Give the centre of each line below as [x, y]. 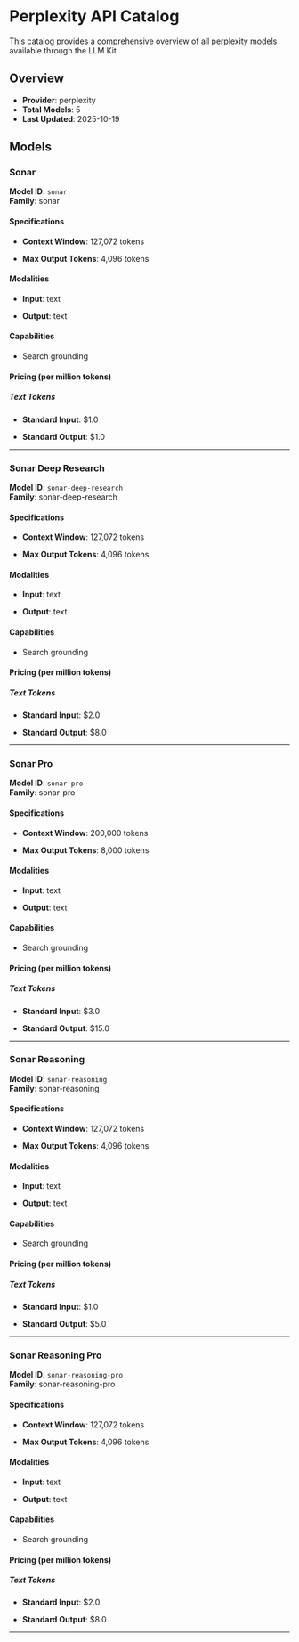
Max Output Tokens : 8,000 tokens [85, 850]
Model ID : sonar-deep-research [66, 487]
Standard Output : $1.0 [63, 436]
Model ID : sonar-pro [46, 783]
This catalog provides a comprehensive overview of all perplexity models [143, 41]
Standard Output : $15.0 [65, 1028]
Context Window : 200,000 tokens [85, 833]
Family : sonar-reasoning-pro [62, 1384]
